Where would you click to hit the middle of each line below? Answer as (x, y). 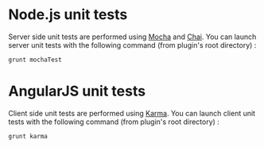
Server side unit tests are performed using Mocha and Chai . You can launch (132, 37)
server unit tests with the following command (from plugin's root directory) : (132, 45)
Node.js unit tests (68, 15)
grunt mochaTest (35, 60)
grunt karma (28, 136)
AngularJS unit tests (77, 91)
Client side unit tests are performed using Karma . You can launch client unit (132, 113)
